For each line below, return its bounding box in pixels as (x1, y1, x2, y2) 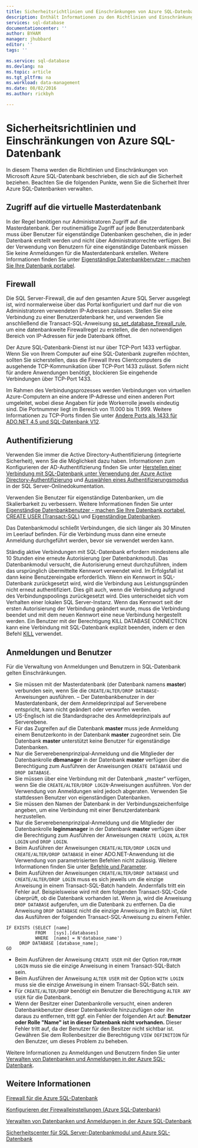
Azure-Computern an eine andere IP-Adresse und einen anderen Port (6, 393, 175, 400)
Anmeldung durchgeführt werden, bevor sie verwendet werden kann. (6, 537, 174, 544)
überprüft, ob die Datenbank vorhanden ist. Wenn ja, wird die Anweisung (14, 895, 192, 902)
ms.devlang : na (6, 63, 44, 69)
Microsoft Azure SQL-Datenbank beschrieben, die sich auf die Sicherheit (6, 172, 183, 179)
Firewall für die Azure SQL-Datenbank (6, 1094, 98, 1101)
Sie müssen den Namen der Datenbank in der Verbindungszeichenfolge (14, 800, 189, 808)
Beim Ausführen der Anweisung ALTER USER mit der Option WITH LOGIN (14, 975, 184, 982)
